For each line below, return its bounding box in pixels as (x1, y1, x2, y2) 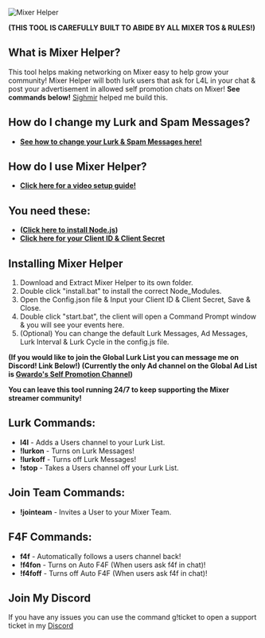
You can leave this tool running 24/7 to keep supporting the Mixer (8, 385, 229, 394)
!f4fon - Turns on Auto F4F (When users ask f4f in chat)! (19, 560, 206, 570)
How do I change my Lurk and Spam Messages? (8, 115, 251, 129)
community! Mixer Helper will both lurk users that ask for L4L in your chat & (8, 76, 256, 85)
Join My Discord (8, 591, 92, 605)
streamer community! (8, 393, 82, 403)
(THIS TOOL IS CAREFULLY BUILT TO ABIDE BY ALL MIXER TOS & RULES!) (8, 23, 256, 32)
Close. (19, 303, 41, 313)
